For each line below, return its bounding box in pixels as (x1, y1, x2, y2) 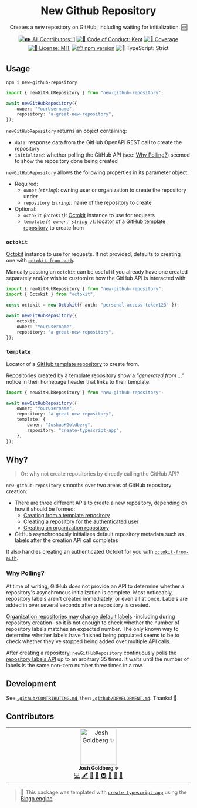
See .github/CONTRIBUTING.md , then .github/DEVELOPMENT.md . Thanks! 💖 (6, 694, 178, 701)
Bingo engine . (20, 795, 55, 802)
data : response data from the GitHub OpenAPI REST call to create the (14, 139, 182, 146)
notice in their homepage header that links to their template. (6, 378, 151, 385)
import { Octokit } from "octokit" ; (6, 291, 96, 298)
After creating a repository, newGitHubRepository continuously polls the (6, 649, 177, 656)
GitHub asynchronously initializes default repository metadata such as (14, 531, 184, 538)
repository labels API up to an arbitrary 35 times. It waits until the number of (6, 655, 189, 663)
